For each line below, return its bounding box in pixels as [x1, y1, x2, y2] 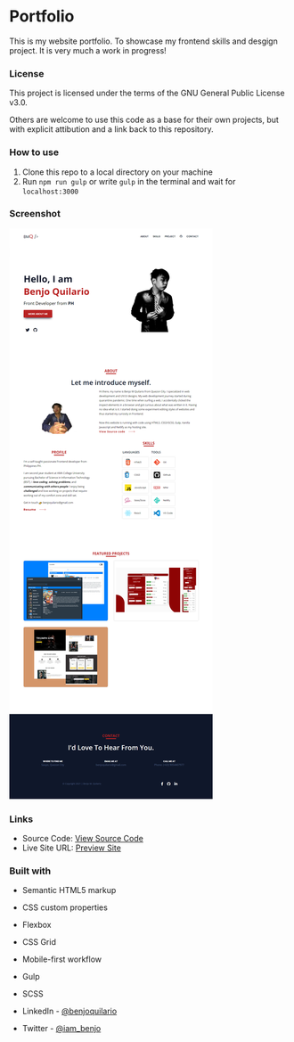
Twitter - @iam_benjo [21, 1023, 102, 1034]
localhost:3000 [21, 187, 79, 196]
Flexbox [21, 920, 52, 931]
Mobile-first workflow [21, 954, 102, 964]
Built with [9, 865, 52, 877]
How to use [9, 146, 60, 159]
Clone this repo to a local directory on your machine [21, 167, 214, 177]
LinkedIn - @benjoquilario [21, 1005, 118, 1017]
